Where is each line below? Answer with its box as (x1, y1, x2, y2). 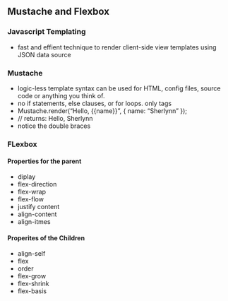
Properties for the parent (7, 157, 82, 165)
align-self (17, 249, 46, 258)
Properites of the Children (7, 233, 85, 242)
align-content (17, 210, 57, 218)
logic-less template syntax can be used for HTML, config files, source (17, 84, 221, 93)
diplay (17, 172, 36, 181)
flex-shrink (17, 279, 49, 288)
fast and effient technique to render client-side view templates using (17, 42, 217, 52)
